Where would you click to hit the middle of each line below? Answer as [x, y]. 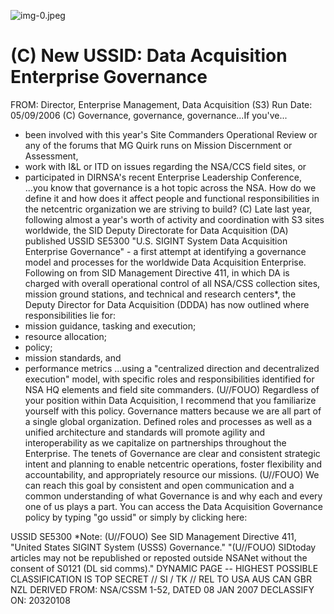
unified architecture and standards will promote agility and [145, 432]
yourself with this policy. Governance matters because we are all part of [173, 411]
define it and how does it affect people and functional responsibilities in [172, 198]
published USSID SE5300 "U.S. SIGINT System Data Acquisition [156, 241]
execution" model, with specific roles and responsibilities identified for [169, 379]
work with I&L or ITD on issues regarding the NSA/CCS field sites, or [165, 166]
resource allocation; [66, 336]
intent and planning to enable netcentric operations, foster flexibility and [173, 464]
